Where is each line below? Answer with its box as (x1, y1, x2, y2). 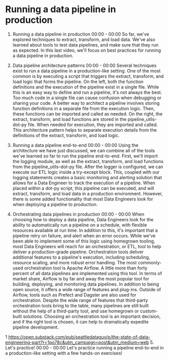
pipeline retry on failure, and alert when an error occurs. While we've (12, 232, 156, 238)
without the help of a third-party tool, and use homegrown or (12, 308, 139, 314)
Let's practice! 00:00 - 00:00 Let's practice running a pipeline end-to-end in (5, 344, 164, 350)
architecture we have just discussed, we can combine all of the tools (12, 147, 155, 153)
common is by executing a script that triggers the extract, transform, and (12, 73, 164, 79)
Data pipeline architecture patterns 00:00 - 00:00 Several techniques (12, 62, 157, 68)
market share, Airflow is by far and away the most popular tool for (12, 275, 149, 282)
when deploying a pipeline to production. (12, 201, 98, 207)
